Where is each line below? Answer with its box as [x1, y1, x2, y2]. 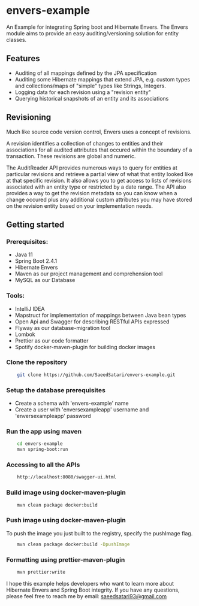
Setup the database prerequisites [6, 386, 106, 394]
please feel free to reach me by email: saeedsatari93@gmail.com [6, 592, 167, 599]
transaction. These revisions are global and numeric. [6, 152, 136, 159]
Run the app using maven [6, 427, 82, 435]
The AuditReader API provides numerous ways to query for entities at [6, 164, 178, 171]
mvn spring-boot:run [17, 447, 68, 453]
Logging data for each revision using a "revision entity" [14, 88, 152, 96]
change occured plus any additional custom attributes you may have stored [6, 196, 192, 203]
